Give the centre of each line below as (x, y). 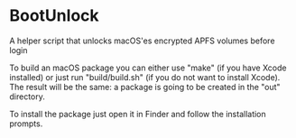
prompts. (26, 124)
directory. (27, 97)
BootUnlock (54, 16)
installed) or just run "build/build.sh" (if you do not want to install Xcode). (145, 77)
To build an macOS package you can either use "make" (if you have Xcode (148, 68)
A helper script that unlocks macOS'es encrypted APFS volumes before (142, 41)
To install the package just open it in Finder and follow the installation (138, 114)
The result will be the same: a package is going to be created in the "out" (145, 87)
